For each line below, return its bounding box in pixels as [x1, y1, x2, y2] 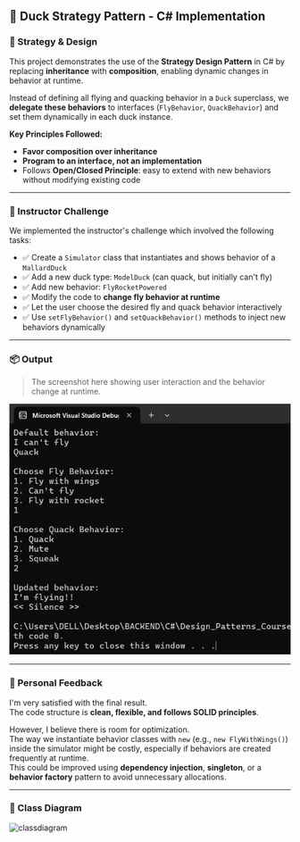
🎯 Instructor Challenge [9, 204, 110, 217]
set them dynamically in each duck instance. [9, 111, 173, 121]
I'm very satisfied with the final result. [9, 697, 147, 708]
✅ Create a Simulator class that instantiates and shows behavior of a [21, 252, 276, 263]
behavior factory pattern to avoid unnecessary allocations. [9, 771, 228, 782]
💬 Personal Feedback [9, 677, 103, 689]
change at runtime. [30, 386, 101, 397]
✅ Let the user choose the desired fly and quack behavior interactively [21, 301, 283, 313]
